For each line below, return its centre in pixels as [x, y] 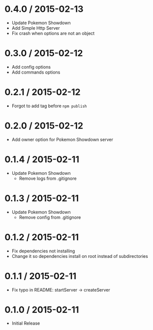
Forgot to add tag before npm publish [49, 106]
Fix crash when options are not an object [53, 33]
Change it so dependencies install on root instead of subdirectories [80, 256]
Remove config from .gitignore [50, 217]
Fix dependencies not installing [43, 251]
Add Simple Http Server [36, 28]
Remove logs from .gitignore [48, 178]
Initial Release [26, 323]
